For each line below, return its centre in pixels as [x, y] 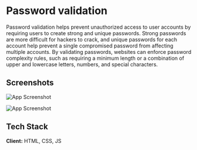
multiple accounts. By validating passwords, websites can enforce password [99, 52]
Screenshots [30, 83]
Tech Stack [27, 127]
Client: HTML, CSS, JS [34, 141]
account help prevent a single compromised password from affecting [90, 46]
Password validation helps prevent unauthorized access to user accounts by [98, 27]
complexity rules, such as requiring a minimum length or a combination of [95, 58]
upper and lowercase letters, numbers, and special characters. [82, 64]
